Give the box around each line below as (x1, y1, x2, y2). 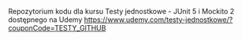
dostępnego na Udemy (8, 15, 83, 24)
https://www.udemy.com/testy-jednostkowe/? (84, 15, 233, 24)
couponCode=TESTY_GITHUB (8, 24, 106, 32)
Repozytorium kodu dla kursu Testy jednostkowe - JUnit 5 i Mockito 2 (8, 7, 235, 16)
